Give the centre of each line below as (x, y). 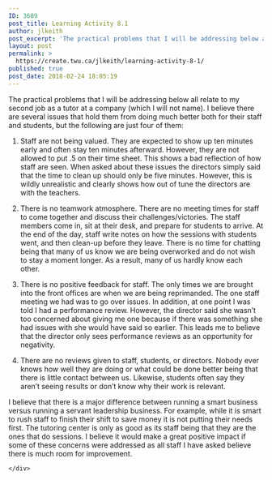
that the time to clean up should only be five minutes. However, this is (136, 175)
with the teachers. (50, 192)
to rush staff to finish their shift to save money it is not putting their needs (131, 419)
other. (30, 268)
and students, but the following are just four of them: (96, 125)
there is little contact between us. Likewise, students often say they (132, 377)
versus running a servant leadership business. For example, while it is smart (135, 410)
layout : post (30, 46)
